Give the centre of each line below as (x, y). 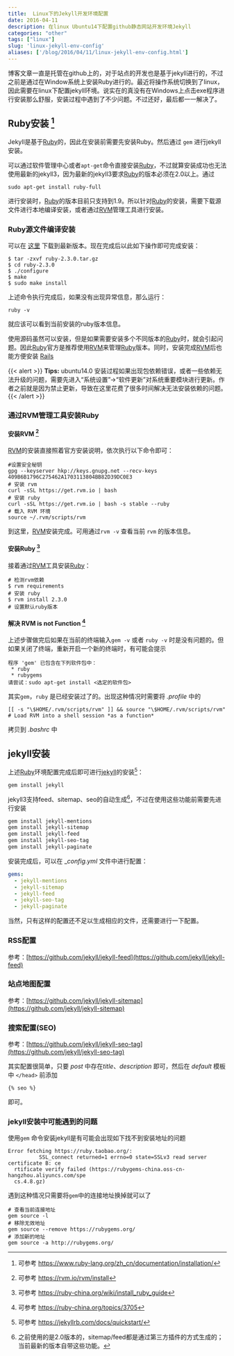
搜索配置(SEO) (32, 1028)
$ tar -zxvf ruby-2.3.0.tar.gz (53, 259)
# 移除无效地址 (27, 1224)
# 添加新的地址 (27, 1237)
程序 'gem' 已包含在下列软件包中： (52, 663)
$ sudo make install (38, 283)
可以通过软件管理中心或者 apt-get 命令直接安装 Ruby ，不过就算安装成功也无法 (117, 165)
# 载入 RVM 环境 (29, 511)
